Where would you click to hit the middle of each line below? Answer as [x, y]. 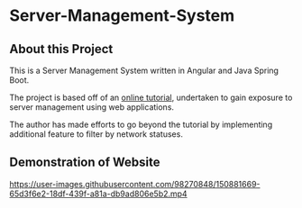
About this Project [61, 49]
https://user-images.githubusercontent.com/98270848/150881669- [135, 184]
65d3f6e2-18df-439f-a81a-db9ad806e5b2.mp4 [98, 194]
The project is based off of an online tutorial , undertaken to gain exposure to [151, 97]
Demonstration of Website [85, 163]
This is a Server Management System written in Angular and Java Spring [144, 70]
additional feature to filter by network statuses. [96, 134]
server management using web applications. [92, 107]
